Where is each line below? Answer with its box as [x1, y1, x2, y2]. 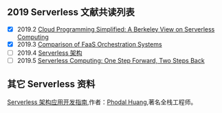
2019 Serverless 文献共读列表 [7, 6, 135, 18]
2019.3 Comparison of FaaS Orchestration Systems [16, 40, 163, 48]
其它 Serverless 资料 [7, 78, 96, 90]
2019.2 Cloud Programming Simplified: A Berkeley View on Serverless [16, 25, 215, 33]
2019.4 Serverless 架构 [16, 49, 82, 57]
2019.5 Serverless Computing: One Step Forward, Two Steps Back [16, 57, 205, 64]
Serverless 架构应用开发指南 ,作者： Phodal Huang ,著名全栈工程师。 [7, 98, 197, 106]
